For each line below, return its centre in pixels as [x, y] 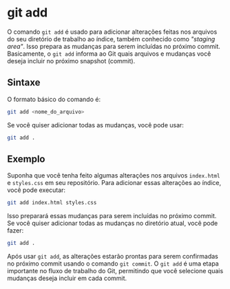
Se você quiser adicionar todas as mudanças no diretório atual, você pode [113, 223]
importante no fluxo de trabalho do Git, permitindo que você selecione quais [115, 271]
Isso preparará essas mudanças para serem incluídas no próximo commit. [112, 216]
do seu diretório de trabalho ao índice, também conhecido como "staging [111, 39]
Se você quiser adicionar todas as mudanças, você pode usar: [96, 125]
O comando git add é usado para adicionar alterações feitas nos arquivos [112, 32]
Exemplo [26, 159]
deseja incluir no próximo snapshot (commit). [71, 61]
